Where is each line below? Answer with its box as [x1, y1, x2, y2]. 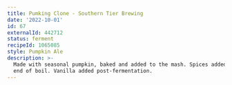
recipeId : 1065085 [7, 42, 60, 49]
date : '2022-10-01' [7, 16, 64, 23]
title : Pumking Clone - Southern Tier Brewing [7, 10, 144, 17]
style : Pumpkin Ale [7, 49, 64, 56]
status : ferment [7, 36, 54, 42]
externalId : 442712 [7, 29, 64, 36]
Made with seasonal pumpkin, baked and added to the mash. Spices [13, 61, 209, 68]
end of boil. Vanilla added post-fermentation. [13, 67, 153, 74]
